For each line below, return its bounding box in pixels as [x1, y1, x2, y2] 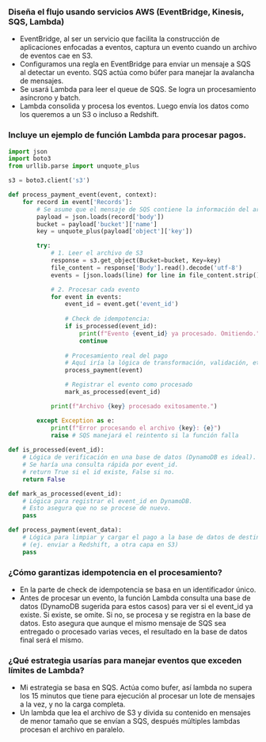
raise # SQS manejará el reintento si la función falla [50, 431, 239, 439]
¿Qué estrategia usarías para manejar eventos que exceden [8, 655, 242, 666]
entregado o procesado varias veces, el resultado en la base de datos [19, 627, 248, 637]
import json [8, 147, 47, 156]
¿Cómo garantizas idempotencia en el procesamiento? [8, 566, 223, 577]
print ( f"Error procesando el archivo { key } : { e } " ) [50, 424, 222, 432]
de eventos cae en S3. [19, 51, 93, 61]
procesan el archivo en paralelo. [19, 725, 125, 734]
